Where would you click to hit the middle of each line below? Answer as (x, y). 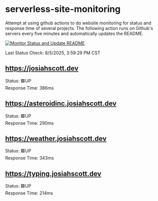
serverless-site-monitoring (63, 9)
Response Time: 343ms (29, 158)
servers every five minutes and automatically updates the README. (74, 33)
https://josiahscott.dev (42, 68)
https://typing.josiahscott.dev (53, 173)
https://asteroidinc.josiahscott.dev (61, 104)
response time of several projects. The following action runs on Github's (79, 28)
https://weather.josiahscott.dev (56, 139)
